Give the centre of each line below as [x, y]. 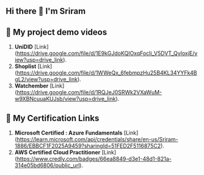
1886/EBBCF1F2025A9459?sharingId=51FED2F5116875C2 [88, 146]
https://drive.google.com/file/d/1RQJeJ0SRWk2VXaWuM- [89, 92]
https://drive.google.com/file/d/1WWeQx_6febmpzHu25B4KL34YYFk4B [107, 73]
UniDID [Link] [32, 47]
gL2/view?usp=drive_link [46, 80]
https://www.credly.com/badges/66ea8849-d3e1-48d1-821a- [94, 159]
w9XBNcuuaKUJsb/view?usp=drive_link [65, 99]
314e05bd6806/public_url [47, 165]
